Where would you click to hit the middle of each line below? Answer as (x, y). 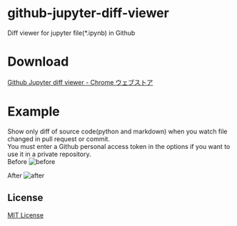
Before (17, 161)
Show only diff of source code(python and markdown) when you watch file (117, 131)
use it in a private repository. (49, 154)
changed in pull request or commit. (59, 139)
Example (34, 112)
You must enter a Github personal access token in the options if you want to (119, 146)
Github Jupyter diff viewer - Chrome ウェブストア (80, 82)
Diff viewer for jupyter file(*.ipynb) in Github (71, 33)
